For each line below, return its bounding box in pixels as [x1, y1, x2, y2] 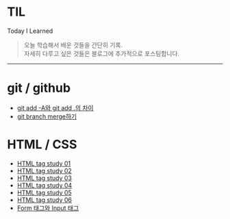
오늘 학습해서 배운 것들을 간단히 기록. [23, 40, 123, 49]
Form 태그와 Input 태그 [16, 203, 79, 212]
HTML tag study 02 [16, 166, 72, 175]
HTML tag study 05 [16, 188, 72, 196]
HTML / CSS [7, 137, 77, 153]
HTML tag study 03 [16, 174, 72, 182]
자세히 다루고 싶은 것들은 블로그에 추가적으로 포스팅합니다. [23, 49, 180, 57]
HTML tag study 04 [16, 181, 73, 189]
